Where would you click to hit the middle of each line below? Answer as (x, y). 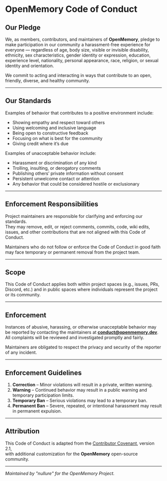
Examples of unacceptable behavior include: (51, 153)
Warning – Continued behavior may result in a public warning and (80, 390)
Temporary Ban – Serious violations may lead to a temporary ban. (80, 401)
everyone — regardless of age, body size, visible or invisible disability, (77, 50)
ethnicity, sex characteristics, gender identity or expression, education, (78, 55)
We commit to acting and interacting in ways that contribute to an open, (79, 75)
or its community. (23, 295)
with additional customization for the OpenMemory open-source (72, 454)
